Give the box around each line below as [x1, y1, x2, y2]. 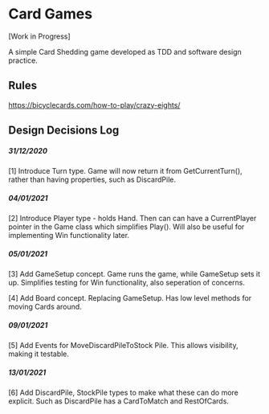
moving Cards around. [8, 302, 82, 312]
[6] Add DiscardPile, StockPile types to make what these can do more [8, 387, 238, 397]
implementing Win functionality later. [8, 231, 130, 240]
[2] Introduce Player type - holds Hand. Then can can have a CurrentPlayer [8, 214, 257, 223]
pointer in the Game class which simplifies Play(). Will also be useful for [8, 222, 245, 232]
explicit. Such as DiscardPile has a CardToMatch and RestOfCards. [8, 396, 229, 406]
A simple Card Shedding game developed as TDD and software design [8, 47, 243, 56]
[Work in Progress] [8, 31, 71, 41]
